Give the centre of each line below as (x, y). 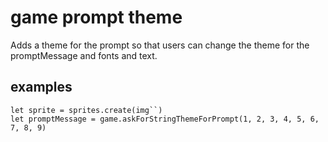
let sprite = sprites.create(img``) (86, 110)
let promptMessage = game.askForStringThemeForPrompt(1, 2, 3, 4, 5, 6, (165, 119)
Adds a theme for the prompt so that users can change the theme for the (160, 45)
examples (41, 87)
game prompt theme (96, 17)
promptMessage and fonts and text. (84, 55)
